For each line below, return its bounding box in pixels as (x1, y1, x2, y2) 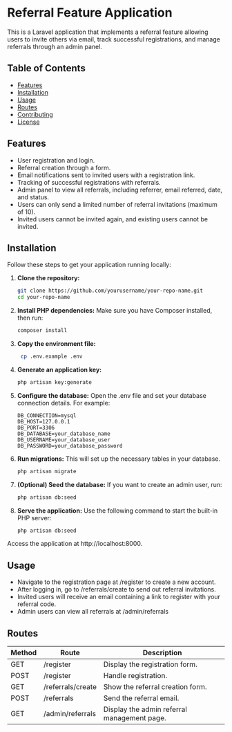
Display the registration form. (103, 659, 198, 669)
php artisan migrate (17, 468, 77, 475)
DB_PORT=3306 (17, 424, 55, 431)
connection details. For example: (17, 399, 110, 407)
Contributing (17, 110, 53, 118)
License (17, 118, 40, 126)
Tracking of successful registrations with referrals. (17, 178, 161, 186)
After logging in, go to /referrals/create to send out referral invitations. (17, 585, 216, 594)
